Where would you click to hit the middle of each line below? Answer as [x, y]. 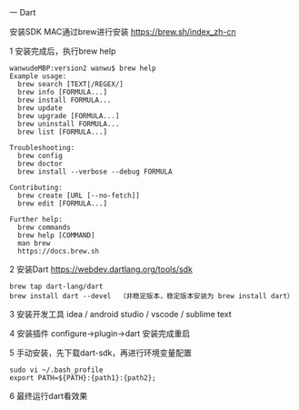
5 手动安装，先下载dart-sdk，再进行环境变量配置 [101, 353]
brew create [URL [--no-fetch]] [79, 195]
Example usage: [38, 76]
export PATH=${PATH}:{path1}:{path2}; [83, 378]
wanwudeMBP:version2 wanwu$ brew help [83, 68]
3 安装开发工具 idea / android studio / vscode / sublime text [120, 314]
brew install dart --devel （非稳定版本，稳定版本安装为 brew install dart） [152, 296]
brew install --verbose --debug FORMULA [95, 172]
